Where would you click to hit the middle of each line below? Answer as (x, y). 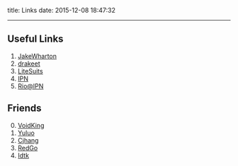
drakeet (29, 64)
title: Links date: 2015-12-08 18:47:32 (61, 10)
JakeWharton (37, 56)
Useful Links (35, 39)
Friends (24, 108)
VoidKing (31, 125)
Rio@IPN (30, 86)
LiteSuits (30, 71)
